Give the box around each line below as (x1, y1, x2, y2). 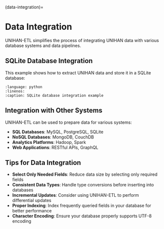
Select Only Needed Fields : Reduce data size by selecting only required (12, 171, 158, 178)
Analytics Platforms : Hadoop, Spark (12, 139, 86, 145)
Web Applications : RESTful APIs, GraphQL (12, 144, 99, 150)
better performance (12, 208, 52, 214)
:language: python (5, 84, 42, 90)
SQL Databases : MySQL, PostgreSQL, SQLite (12, 129, 103, 135)
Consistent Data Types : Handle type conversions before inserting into (12, 182, 154, 188)
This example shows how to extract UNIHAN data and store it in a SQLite (5, 69, 151, 75)
